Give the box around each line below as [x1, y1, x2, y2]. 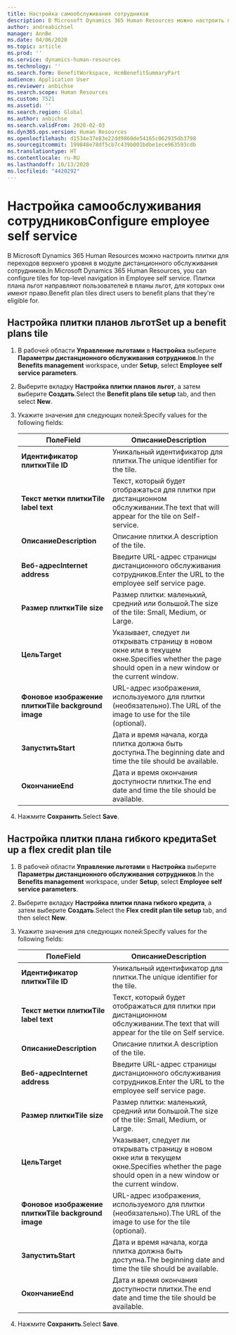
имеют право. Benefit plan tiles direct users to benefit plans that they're [7, 288, 216, 297]
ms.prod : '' [7, 50, 42, 57]
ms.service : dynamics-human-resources [7, 56, 121, 63]
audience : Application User [7, 75, 90, 83]
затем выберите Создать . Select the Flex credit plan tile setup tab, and [17, 906, 227, 915]
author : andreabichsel [7, 23, 74, 30]
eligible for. [7, 296, 40, 304]
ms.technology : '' [7, 63, 61, 70]
